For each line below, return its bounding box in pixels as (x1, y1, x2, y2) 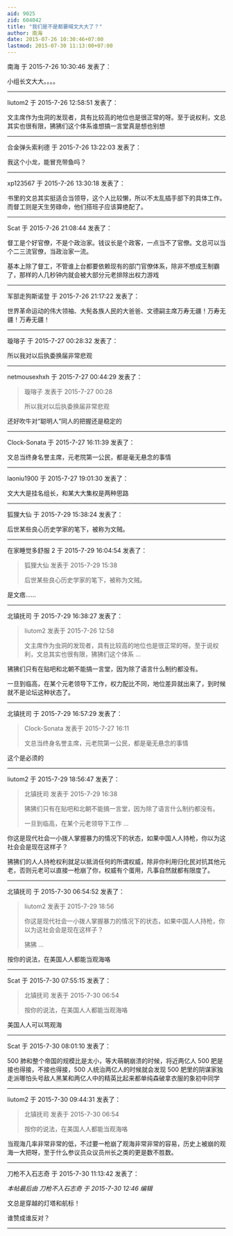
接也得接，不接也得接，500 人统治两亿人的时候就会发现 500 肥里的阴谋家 (7, 1065, 217, 1074)
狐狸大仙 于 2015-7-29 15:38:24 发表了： (7, 510, 123, 518)
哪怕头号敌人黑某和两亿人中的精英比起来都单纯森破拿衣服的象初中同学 (19, 1074, 220, 1082)
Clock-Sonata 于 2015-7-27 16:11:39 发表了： (7, 438, 135, 446)
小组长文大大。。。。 (7, 77, 59, 85)
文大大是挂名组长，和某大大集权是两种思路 (7, 489, 129, 497)
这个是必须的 (7, 754, 44, 762)
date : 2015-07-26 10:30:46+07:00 (7, 36, 104, 43)
